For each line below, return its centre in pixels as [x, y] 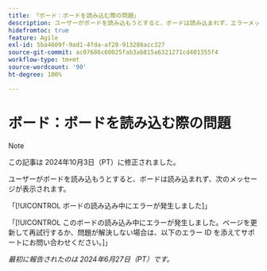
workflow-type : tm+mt [44, 60]
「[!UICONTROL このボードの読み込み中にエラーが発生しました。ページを [130, 222]
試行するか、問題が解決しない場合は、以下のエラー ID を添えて [138, 232]
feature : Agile [33, 38]
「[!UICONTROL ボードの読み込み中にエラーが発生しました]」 [110, 205]
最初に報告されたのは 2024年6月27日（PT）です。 [91, 259]
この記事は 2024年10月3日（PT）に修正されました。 [94, 162]
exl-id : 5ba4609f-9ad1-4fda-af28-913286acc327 [87, 45]
